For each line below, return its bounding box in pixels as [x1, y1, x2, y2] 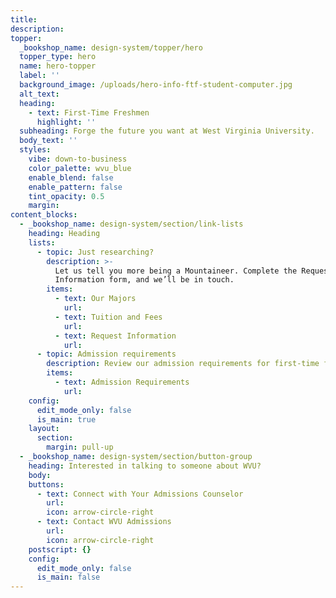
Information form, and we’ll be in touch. [54, 275, 235, 285]
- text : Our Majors [54, 294, 137, 304]
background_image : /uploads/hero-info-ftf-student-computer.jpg [19, 80, 293, 90]
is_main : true [36, 414, 97, 425]
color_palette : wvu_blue [28, 163, 132, 173]
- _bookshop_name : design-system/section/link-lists [19, 219, 244, 230]
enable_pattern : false [28, 182, 123, 192]
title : [10, 14, 38, 25]
